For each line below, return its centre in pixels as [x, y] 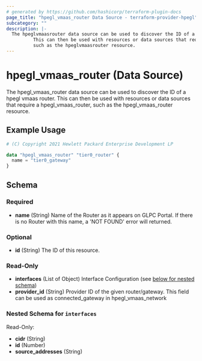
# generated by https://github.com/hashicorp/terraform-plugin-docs [94, 12]
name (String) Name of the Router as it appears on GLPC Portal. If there [104, 215]
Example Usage [36, 130]
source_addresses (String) [49, 351]
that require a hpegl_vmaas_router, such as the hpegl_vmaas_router [90, 105]
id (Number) [30, 345]
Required [20, 202]
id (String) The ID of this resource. [57, 250]
